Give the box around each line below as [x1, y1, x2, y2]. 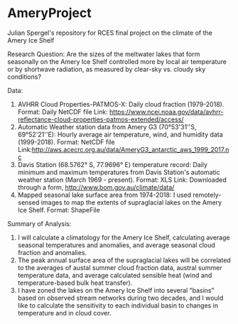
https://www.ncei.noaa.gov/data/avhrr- [109, 107, 224, 116]
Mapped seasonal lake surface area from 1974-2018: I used [17, 190, 192, 199]
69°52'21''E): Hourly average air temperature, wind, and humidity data [17, 130, 224, 139]
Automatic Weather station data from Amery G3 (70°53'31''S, [17, 122, 197, 131]
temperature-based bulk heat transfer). [17, 279, 133, 287]
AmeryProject [7, 5, 92, 21]
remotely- [193, 190, 222, 199]
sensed [17, 198, 40, 207]
